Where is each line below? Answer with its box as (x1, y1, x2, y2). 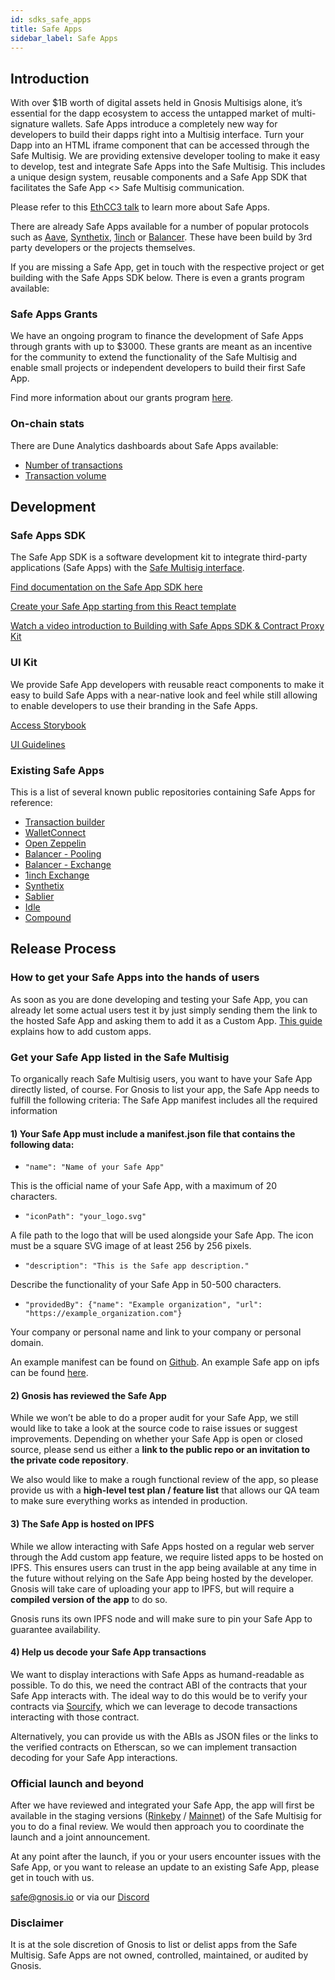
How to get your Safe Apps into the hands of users (10, 971, 260, 985)
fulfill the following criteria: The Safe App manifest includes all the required (10, 1094, 318, 1106)
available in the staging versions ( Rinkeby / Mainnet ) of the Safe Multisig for (10, 1810, 323, 1822)
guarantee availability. (10, 1623, 101, 1635)
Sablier (24, 891, 55, 903)
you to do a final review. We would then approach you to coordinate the (10, 1821, 305, 1833)
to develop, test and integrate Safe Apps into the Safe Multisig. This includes (10, 161, 326, 173)
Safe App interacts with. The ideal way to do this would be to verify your (10, 1689, 308, 1701)
